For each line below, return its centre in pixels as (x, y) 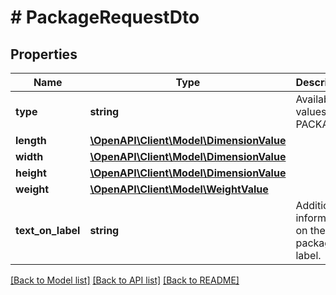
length (31, 140)
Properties (44, 54)
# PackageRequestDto (105, 17)
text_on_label (48, 230)
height (31, 173)
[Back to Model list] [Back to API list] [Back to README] (125, 280)
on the (310, 230)
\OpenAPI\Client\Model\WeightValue (179, 189)
